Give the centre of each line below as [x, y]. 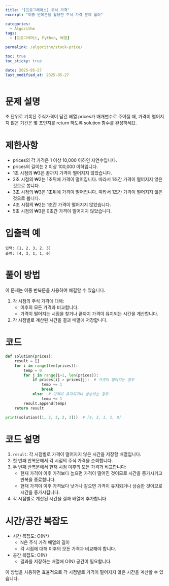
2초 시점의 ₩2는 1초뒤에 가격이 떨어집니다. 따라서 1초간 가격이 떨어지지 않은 [88, 179]
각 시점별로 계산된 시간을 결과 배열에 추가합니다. [60, 499]
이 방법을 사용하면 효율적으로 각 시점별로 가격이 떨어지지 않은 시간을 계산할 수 [82, 572]
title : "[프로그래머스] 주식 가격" [38, 10]
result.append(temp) [45, 403]
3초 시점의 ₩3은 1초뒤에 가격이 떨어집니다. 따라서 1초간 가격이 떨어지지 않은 [88, 192]
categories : [18, 24]
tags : [11, 33]
